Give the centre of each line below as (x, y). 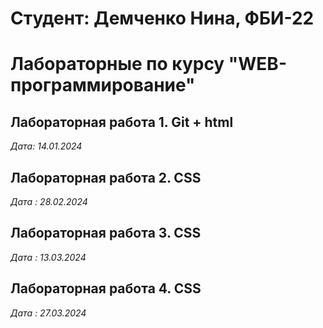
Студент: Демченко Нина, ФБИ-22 (162, 18)
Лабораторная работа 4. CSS (106, 288)
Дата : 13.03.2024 (48, 257)
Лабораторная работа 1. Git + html (122, 122)
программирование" (103, 85)
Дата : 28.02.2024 (49, 201)
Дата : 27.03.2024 (48, 313)
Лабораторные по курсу (117, 64)
